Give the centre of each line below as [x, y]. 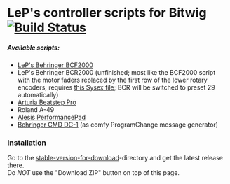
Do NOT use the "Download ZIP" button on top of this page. [94, 173]
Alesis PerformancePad [52, 118]
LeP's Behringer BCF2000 [55, 65]
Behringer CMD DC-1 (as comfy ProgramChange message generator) [118, 125]
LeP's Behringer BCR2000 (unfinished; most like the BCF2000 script [116, 73]
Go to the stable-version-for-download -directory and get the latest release [115, 158]
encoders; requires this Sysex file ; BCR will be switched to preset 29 [116, 87]
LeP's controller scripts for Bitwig [107, 13]
